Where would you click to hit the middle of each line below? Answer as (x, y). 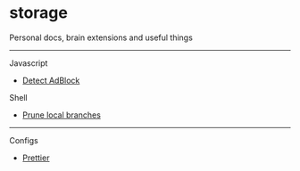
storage (39, 13)
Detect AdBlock (51, 80)
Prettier (36, 158)
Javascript (29, 63)
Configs (24, 140)
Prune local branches (61, 115)
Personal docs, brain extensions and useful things (101, 37)
